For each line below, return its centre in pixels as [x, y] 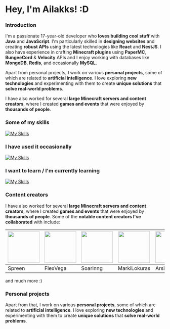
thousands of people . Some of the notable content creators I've [73, 216]
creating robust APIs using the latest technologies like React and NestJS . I [83, 47]
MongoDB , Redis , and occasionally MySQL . [51, 63]
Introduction [21, 25]
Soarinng [92, 268]
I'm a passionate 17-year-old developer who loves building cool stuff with [82, 36]
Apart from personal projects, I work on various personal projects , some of [84, 73]
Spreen [16, 268]
